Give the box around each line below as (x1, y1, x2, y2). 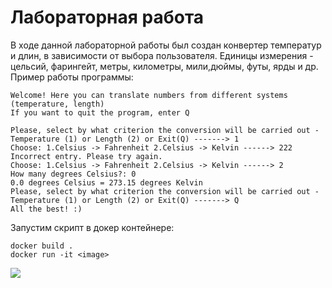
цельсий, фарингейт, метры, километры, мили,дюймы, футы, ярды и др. (10, 60, 319, 72)
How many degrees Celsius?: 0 (10, 169, 137, 179)
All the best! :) (10, 204, 83, 214)
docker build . (10, 241, 74, 251)
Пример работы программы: (10, 71, 134, 83)
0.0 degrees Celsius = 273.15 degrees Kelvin (10, 177, 203, 188)
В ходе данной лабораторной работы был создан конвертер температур (10, 39, 322, 51)
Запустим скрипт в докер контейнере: (10, 221, 175, 233)
